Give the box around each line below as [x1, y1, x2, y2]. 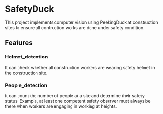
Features [5, 39, 33, 47]
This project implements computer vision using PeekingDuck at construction [5, 19, 158, 25]
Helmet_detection [5, 54, 48, 60]
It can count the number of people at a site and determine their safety [5, 93, 145, 98]
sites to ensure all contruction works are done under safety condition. [5, 24, 145, 30]
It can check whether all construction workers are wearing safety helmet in [5, 64, 155, 70]
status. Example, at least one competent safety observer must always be [5, 98, 151, 104]
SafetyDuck [5, 3, 54, 15]
